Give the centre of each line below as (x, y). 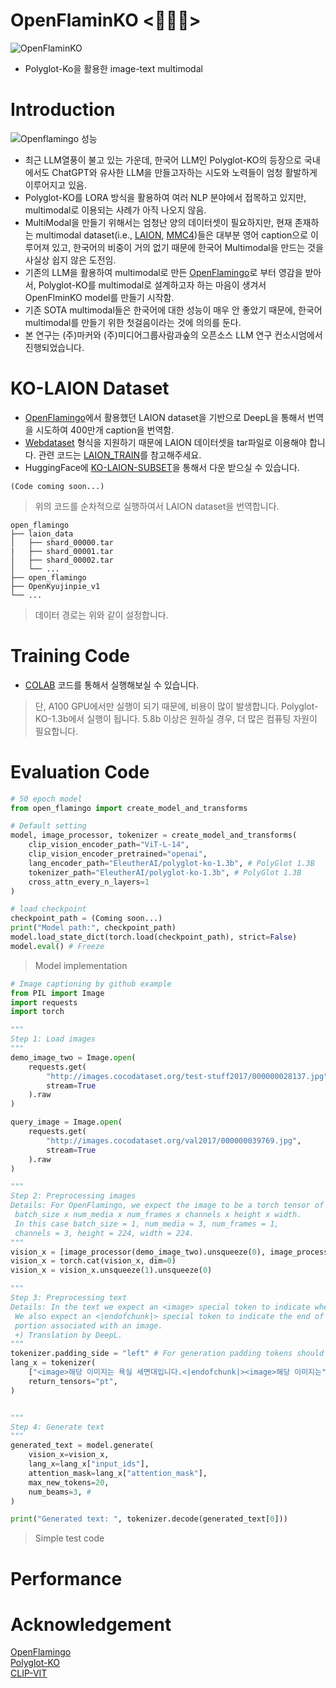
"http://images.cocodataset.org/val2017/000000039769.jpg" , (174, 1140)
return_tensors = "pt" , (73, 1381)
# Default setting (48, 826)
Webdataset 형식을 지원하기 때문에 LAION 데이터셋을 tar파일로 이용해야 (165, 442)
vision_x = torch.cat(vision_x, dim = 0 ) (93, 1261)
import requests (44, 1002)
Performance (66, 1578)
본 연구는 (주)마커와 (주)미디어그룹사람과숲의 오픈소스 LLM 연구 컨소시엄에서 (173, 335)
